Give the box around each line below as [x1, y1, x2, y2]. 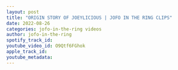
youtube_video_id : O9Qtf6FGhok [6, 43, 86, 49]
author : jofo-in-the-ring [6, 32, 72, 38]
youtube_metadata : [6, 54, 53, 60]
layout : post [6, 9, 39, 15]
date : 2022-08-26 [6, 20, 50, 26]
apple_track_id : [6, 49, 47, 55]
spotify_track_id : [6, 37, 53, 43]
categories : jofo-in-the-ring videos [6, 26, 102, 32]
